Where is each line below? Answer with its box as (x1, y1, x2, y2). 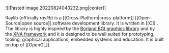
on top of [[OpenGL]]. (5, 42, 51, 48)
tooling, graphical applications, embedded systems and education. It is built (5, 36, 164, 42)
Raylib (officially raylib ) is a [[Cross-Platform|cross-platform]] (5, 15, 134, 20)
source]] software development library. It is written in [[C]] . (33, 20, 158, 26)
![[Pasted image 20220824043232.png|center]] (5, 5, 106, 11)
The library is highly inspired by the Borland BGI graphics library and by (5, 25, 155, 32)
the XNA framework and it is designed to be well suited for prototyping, (5, 31, 155, 37)
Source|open (5, 20, 33, 26)
